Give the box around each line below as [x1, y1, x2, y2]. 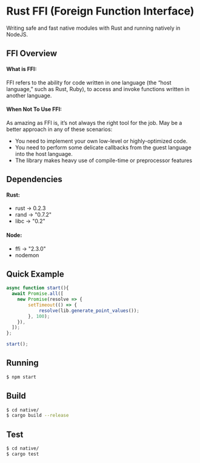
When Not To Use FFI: [6, 106, 62, 113]
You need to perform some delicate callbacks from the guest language [15, 144, 192, 151]
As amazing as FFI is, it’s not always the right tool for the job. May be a [6, 119, 182, 126]
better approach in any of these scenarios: [6, 126, 113, 133]
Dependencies [6, 174, 62, 184]
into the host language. [15, 150, 73, 157]
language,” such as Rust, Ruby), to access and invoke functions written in [6, 85, 190, 92]
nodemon [15, 251, 39, 259]
